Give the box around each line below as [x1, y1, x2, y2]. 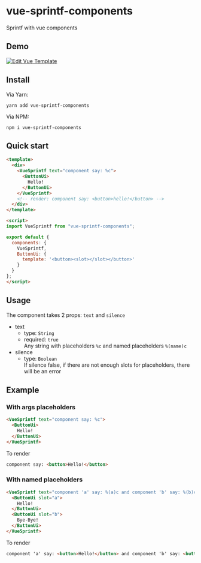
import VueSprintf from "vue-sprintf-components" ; [6, 223, 135, 229]
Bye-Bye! [17, 517, 39, 523]
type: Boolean [23, 355, 57, 362]
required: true [23, 336, 59, 343]
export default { [6, 234, 50, 240]
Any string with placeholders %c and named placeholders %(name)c [23, 342, 187, 349]
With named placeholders [6, 475, 83, 484]
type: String [23, 329, 54, 337]
